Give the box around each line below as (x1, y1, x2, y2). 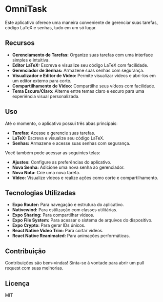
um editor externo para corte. (12, 78, 72, 83)
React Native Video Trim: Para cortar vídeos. (12, 228, 103, 234)
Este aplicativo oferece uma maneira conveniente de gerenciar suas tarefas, (5, 20, 158, 25)
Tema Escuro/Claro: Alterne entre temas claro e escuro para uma (12, 88, 145, 94)
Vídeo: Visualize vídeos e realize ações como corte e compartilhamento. (12, 175, 159, 181)
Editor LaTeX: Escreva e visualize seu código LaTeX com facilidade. (12, 62, 149, 68)
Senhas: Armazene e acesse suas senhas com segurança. (12, 140, 131, 146)
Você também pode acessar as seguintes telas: (5, 150, 101, 156)
